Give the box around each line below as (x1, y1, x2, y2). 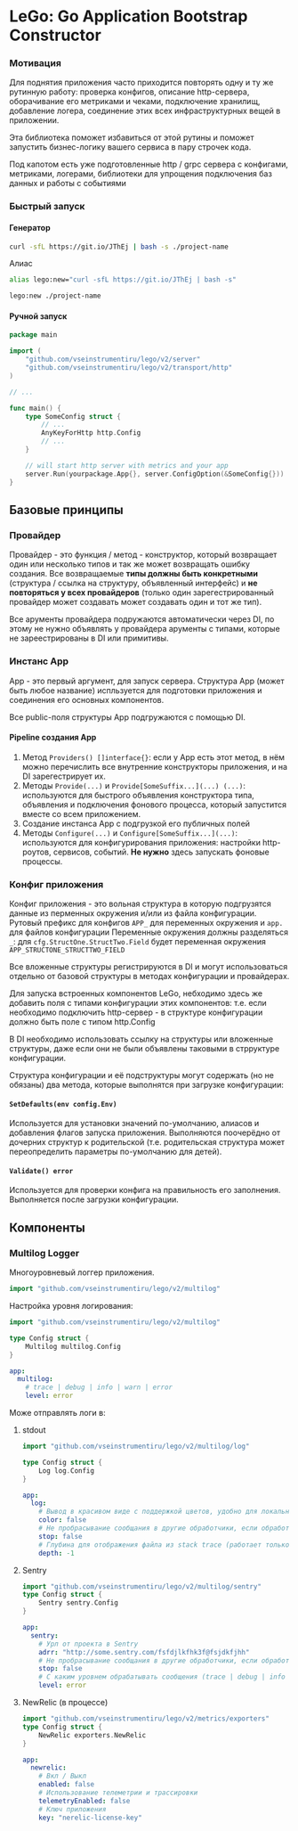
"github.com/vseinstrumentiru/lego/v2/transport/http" (25, 364, 233, 372)
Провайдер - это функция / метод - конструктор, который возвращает (9, 550, 278, 560)
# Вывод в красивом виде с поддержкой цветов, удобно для (38, 1508, 258, 1516)
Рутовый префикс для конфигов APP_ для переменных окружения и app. (9, 918, 284, 928)
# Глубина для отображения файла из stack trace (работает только (38, 1540, 290, 1549)
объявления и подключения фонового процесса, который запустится (21, 799, 287, 810)
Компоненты (9, 1220, 86, 1235)
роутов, (21, 846, 52, 857)
